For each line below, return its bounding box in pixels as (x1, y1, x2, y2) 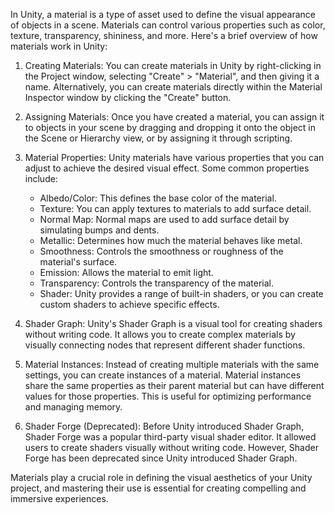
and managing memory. (24, 401, 123, 413)
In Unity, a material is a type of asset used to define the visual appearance (10, 9, 316, 20)
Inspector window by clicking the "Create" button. (24, 92, 232, 103)
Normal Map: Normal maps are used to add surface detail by (39, 214, 290, 225)
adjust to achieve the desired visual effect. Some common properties (24, 162, 310, 174)
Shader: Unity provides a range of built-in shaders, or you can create (39, 288, 324, 299)
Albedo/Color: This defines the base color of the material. (39, 192, 277, 204)
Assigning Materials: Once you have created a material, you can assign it (24, 111, 325, 123)
